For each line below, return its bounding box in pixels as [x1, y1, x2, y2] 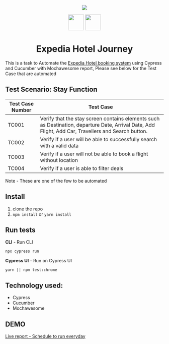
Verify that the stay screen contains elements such [40, 115, 160, 122]
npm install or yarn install [12, 211, 71, 217]
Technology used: [5, 281, 63, 290]
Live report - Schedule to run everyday [5, 333, 86, 339]
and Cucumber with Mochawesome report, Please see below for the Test [5, 65, 157, 71]
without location [40, 156, 78, 163]
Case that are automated [5, 71, 57, 77]
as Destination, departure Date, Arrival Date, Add [40, 121, 155, 128]
